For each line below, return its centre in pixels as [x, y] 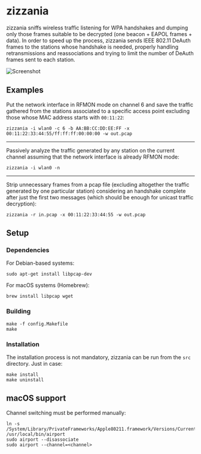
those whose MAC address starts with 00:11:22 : [65, 117]
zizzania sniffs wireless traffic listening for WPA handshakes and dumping [97, 28]
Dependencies [28, 250]
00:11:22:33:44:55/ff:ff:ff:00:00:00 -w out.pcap [69, 133]
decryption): [22, 204]
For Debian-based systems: [40, 263]
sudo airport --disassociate [42, 440]
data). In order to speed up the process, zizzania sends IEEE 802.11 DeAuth [98, 40]
